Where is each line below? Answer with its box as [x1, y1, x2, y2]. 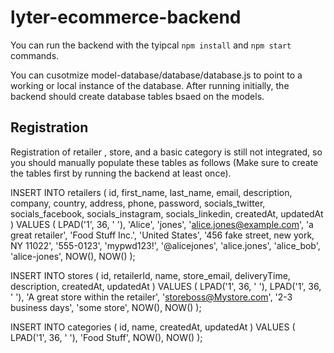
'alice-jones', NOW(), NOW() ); [10, 250, 136, 262]
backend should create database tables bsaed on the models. [10, 90, 265, 102]
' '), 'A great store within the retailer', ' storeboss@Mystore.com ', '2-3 [10, 291, 293, 303]
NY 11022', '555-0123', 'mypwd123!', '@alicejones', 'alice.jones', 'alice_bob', [10, 239, 321, 251]
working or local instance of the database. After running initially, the [10, 79, 290, 91]
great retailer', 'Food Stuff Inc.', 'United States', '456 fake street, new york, [10, 229, 315, 241]
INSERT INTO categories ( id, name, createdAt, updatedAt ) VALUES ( [10, 321, 296, 333]
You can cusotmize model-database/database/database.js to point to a [10, 69, 303, 81]
